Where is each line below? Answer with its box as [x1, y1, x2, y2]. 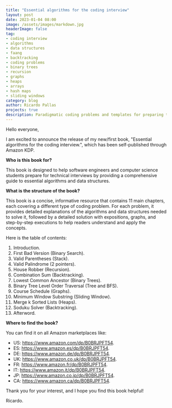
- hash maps [6, 88, 31, 94]
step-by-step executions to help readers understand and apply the [6, 219, 146, 225]
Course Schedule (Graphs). [13, 288, 71, 294]
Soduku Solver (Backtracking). [13, 304, 78, 310]
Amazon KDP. [6, 147, 35, 153]
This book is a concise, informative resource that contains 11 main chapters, [6, 198, 165, 204]
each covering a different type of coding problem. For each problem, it [6, 203, 154, 209]
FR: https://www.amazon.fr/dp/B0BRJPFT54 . [13, 361, 108, 368]
